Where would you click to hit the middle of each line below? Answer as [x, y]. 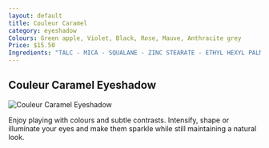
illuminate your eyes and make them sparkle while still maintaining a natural [132, 128]
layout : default [35, 16]
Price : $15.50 [32, 46]
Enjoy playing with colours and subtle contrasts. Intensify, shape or [119, 120]
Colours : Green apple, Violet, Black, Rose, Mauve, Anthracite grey [125, 38]
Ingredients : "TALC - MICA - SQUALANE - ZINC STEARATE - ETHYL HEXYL [127, 53]
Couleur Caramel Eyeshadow [82, 85]
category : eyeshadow [43, 30]
